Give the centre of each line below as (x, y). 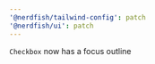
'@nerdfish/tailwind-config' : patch (77, 17)
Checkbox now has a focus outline (70, 51)
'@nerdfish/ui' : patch (52, 26)
